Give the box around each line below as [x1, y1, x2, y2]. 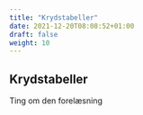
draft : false [9, 30, 58, 39]
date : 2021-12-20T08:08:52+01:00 [9, 22, 135, 31]
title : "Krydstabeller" [9, 13, 99, 22]
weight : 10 [9, 38, 50, 48]
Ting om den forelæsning [9, 95, 103, 106]
